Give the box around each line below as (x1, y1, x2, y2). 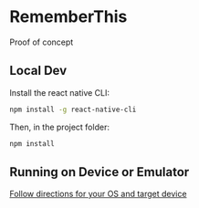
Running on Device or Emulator (9, 164, 190, 180)
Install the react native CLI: (9, 87, 110, 98)
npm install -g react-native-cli (9, 105, 137, 114)
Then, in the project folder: (9, 121, 110, 132)
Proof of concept (9, 36, 74, 47)
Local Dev (9, 63, 68, 78)
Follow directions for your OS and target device (9, 189, 187, 200)
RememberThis (9, 6, 128, 27)
